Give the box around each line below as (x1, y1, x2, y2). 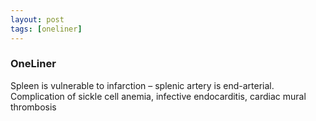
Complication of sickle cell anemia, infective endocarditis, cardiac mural (10, 90, 307, 102)
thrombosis (10, 101, 57, 113)
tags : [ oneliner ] (10, 24, 83, 34)
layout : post (10, 14, 65, 25)
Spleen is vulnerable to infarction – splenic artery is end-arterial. (10, 79, 275, 91)
